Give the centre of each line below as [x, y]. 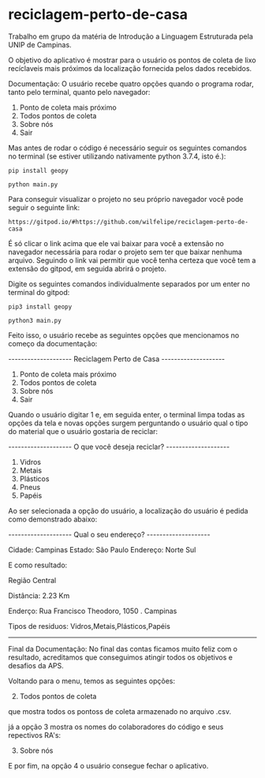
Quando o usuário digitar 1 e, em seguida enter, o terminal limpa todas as [127, 414]
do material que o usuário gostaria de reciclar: [83, 431]
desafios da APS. [36, 665]
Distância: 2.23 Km [39, 595]
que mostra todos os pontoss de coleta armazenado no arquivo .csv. [119, 711]
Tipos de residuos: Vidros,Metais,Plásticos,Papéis [90, 626]
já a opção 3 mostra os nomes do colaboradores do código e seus [116, 727]
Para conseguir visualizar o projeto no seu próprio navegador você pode [126, 199]
